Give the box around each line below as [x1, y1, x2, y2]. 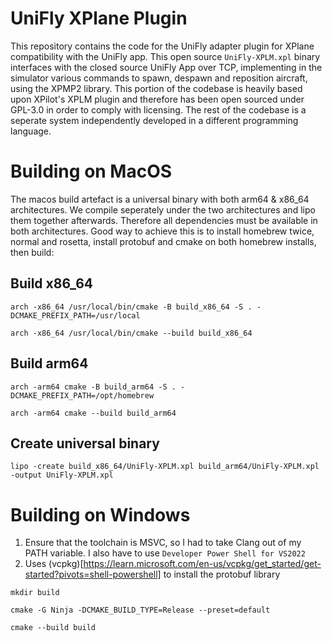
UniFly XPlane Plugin [10, 7, 188, 30]
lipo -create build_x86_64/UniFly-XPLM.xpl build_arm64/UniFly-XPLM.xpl [10, 462, 320, 472]
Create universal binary [10, 435, 160, 452]
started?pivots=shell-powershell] [24, 568, 162, 581]
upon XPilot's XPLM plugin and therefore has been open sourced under [10, 93, 305, 105]
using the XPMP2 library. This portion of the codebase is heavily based [10, 82, 303, 94]
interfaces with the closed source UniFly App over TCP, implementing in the [10, 61, 323, 73]
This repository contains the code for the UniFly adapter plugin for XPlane [10, 40, 315, 52]
